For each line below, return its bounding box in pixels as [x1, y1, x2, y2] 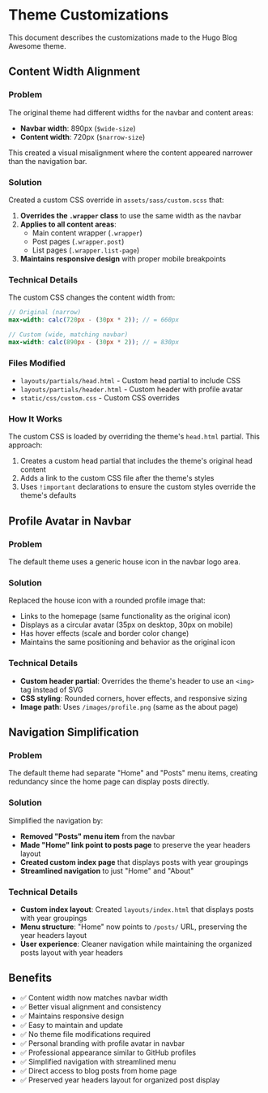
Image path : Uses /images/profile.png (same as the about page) [19, 702, 239, 711]
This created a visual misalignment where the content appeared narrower [8, 148, 253, 158]
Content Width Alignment [8, 65, 140, 79]
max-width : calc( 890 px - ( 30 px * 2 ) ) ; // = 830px [8, 338, 180, 346]
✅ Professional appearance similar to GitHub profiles [19, 1048, 197, 1057]
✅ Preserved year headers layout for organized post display [19, 1074, 220, 1085]
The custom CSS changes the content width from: [8, 292, 176, 302]
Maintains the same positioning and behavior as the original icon [19, 637, 236, 647]
